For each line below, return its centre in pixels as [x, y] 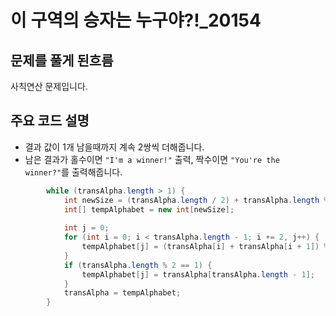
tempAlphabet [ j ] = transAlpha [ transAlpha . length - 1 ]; [198, 274]
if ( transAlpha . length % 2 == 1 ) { [138, 265]
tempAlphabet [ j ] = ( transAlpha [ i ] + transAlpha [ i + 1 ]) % [205, 247]
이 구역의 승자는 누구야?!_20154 [136, 20]
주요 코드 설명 [50, 121]
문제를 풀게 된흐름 [62, 60]
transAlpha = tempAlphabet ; [122, 293]
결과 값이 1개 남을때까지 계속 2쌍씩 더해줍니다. [114, 147]
